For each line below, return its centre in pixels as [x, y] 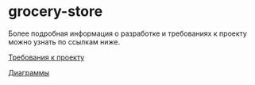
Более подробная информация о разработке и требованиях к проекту [128, 33]
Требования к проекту [46, 57]
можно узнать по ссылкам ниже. [64, 41]
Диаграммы [29, 72]
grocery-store [56, 12]
